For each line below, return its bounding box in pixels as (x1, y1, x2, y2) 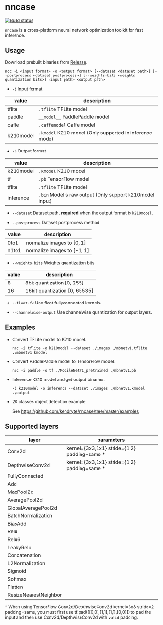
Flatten (7, 584, 23, 590)
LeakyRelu (7, 544, 32, 551)
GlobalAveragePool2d (7, 505, 57, 511)
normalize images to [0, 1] (26, 239, 86, 246)
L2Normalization (7, 560, 46, 567)
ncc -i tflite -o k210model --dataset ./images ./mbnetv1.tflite (12, 345, 147, 351)
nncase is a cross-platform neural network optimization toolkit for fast (5, 27, 143, 33)
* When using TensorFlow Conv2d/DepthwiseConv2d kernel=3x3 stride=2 (5, 604, 154, 610)
